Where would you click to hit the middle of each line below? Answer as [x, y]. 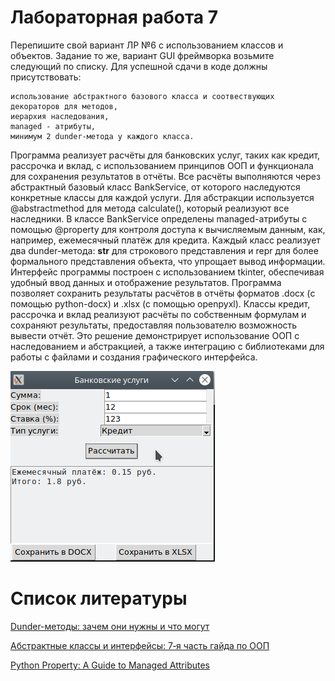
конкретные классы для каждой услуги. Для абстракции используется [162, 197]
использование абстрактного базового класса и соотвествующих [142, 96]
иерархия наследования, [60, 116]
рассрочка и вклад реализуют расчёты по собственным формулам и [158, 314]
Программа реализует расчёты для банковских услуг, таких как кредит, [165, 155]
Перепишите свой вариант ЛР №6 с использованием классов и [147, 45]
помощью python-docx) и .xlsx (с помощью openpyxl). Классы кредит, [160, 303]
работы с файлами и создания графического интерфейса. [134, 357]
